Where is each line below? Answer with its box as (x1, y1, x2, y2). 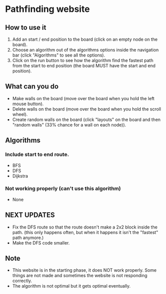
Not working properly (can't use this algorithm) (5, 185, 121, 192)
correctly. (12, 278, 32, 284)
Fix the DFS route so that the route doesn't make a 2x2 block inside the (12, 224, 158, 230)
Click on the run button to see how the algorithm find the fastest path (12, 58, 154, 63)
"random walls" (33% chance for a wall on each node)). (12, 121, 126, 127)
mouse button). (12, 101, 44, 107)
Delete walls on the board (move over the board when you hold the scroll (12, 106, 161, 112)
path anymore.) (12, 235, 44, 240)
